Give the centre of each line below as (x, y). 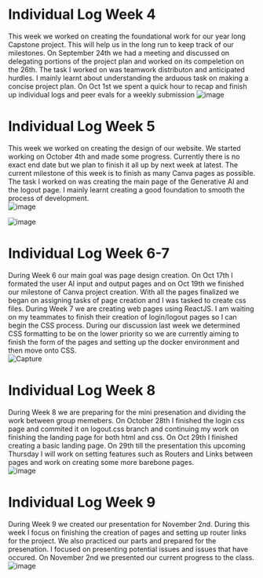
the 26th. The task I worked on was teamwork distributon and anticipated (127, 69)
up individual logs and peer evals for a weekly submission (101, 94)
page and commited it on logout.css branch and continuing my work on (124, 429)
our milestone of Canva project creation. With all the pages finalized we (124, 291)
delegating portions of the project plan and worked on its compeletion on (126, 61)
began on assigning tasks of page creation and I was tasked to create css (127, 300)
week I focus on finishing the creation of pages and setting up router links (128, 532)
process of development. (49, 198)
